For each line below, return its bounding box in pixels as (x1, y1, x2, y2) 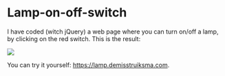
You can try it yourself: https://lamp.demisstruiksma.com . (7, 60, 170, 69)
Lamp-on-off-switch (7, 5, 127, 21)
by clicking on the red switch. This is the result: (7, 34, 141, 42)
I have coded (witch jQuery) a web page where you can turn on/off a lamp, (7, 27, 219, 36)
